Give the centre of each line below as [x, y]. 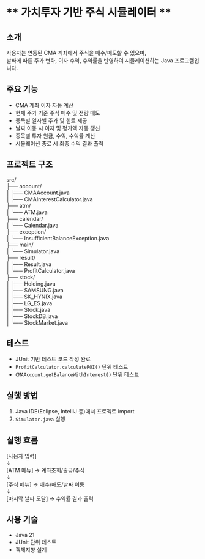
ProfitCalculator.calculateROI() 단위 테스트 [72, 367]
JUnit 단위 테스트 [36, 542]
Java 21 [25, 535]
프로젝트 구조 [30, 165]
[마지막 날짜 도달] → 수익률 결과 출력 [50, 498]
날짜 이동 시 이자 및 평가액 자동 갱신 [58, 128]
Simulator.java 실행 [40, 419]
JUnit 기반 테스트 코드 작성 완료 [53, 359]
